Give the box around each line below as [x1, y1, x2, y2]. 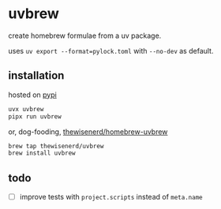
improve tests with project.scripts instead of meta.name [19, 192, 203, 202]
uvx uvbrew [8, 105, 44, 113]
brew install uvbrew [8, 149, 77, 158]
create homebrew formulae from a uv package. [8, 31, 162, 40]
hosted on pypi [8, 90, 57, 99]
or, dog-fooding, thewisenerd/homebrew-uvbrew [8, 127, 168, 136]
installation [8, 69, 65, 83]
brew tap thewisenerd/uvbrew [8, 142, 104, 150]
